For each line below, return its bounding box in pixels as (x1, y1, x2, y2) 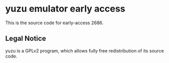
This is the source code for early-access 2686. (5, 20, 104, 26)
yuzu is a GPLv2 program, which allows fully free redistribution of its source (5, 47, 164, 53)
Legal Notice (5, 34, 46, 43)
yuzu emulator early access (5, 3, 126, 15)
